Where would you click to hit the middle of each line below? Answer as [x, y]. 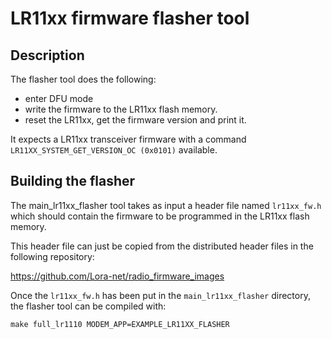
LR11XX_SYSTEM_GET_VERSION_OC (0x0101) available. [114, 150]
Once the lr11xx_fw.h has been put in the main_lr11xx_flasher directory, [160, 295]
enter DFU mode [59, 98]
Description [47, 55]
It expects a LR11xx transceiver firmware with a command [128, 139]
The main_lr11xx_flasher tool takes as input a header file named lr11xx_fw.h [166, 205]
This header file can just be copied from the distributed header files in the [162, 246]
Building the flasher [73, 181]
